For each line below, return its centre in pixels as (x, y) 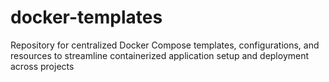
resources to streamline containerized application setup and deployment (160, 55)
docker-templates (86, 17)
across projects (42, 66)
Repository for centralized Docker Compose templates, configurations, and (165, 45)
